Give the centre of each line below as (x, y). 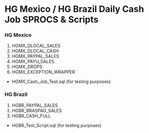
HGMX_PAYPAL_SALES (35, 56)
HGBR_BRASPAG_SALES (37, 110)
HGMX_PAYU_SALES (33, 62)
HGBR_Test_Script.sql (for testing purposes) (57, 125)
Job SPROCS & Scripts (51, 20)
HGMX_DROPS (27, 67)
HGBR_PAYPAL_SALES (35, 105)
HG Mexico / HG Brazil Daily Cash (74, 9)
